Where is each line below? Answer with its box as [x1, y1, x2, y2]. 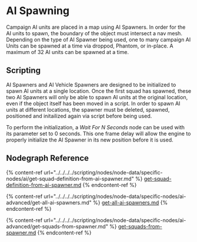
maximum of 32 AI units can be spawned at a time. [6, 48, 129, 55]
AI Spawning [6, 4, 69, 18]
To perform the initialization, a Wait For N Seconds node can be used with [6, 123, 185, 130]
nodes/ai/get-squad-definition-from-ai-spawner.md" [6, 175, 134, 182]
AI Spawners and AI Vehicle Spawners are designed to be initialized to [6, 81, 176, 88]
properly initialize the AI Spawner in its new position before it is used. [6, 136, 173, 143]
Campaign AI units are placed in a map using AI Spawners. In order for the [6, 23, 186, 31]
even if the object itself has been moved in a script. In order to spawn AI [6, 100, 181, 107]
